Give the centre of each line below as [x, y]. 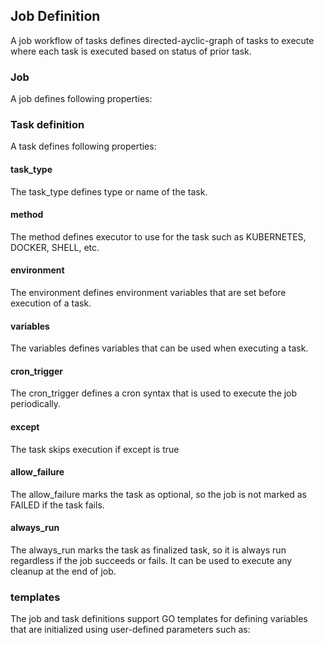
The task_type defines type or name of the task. [109, 191]
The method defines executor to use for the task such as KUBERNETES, [158, 236]
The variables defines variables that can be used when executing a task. [159, 348]
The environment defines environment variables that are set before [148, 293]
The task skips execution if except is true [95, 449]
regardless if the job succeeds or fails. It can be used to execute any [151, 561]
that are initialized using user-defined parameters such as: [130, 630]
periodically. [36, 404]
